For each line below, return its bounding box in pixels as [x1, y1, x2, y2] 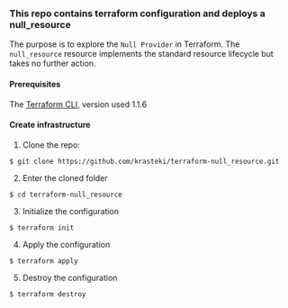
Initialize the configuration [22, 205, 120, 216]
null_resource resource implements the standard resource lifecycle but [9, 49, 274, 59]
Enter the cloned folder [22, 172, 108, 183]
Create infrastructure [9, 120, 91, 131]
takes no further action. [9, 58, 96, 69]
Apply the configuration [22, 239, 111, 249]
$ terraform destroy [9, 289, 87, 299]
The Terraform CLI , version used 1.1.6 [9, 98, 148, 110]
